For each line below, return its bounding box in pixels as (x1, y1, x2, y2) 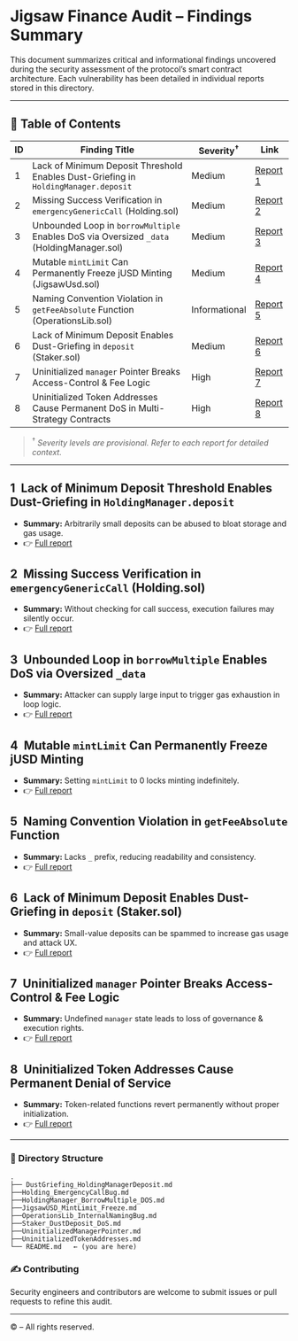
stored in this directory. (10, 82, 95, 93)
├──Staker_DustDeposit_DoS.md (10, 1219, 122, 1228)
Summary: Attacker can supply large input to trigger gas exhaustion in (22, 689, 280, 701)
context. (31, 446, 63, 457)
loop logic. (22, 699, 62, 709)
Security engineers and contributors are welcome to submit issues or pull (10, 1286, 278, 1297)
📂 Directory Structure (10, 1152, 104, 1165)
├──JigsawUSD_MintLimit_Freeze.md (10, 1203, 138, 1213)
